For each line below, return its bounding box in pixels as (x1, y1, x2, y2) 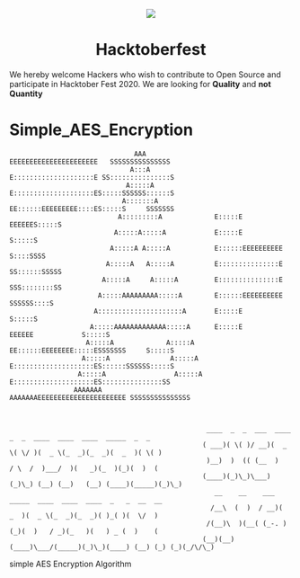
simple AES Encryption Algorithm (9, 558, 132, 569)
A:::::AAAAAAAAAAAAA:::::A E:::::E (89, 322, 243, 332)
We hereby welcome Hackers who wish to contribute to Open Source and (9, 68, 281, 80)
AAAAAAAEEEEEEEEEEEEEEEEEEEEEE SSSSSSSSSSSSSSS (9, 393, 191, 402)
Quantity (9, 88, 43, 99)
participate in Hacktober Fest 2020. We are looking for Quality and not (9, 78, 271, 89)
